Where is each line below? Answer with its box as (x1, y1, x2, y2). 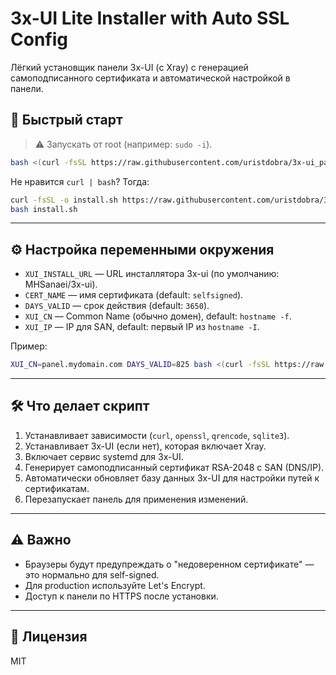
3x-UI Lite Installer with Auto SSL (10, 7, 290, 30)
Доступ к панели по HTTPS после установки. (24, 590, 219, 602)
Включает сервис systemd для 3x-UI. (24, 450, 184, 462)
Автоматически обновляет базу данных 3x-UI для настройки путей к (24, 472, 320, 484)
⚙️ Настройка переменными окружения (10, 241, 275, 258)
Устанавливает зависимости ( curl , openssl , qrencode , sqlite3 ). (24, 429, 290, 441)
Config (10, 28, 68, 51)
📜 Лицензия (10, 628, 88, 646)
